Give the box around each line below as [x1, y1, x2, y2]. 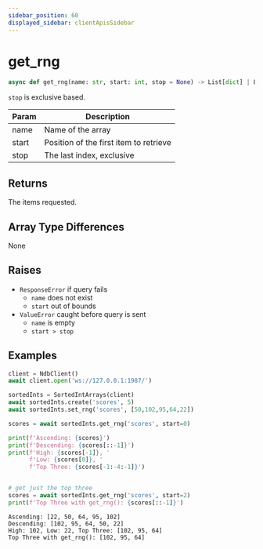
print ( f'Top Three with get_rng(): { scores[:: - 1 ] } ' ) [8, 499, 184, 507]
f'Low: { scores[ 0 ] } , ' [28, 456, 103, 464]
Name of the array [44, 125, 111, 136]
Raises [8, 264, 41, 277]
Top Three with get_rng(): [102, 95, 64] [8, 533, 146, 541]
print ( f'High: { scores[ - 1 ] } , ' [8, 449, 110, 456]
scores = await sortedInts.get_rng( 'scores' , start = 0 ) [8, 420, 191, 427]
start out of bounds [31, 301, 96, 311]
